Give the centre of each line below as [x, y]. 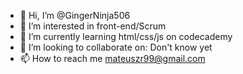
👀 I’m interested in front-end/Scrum [93, 26]
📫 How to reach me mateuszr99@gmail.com [112, 58]
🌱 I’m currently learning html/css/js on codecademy [126, 36]
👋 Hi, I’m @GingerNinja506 [75, 15]
